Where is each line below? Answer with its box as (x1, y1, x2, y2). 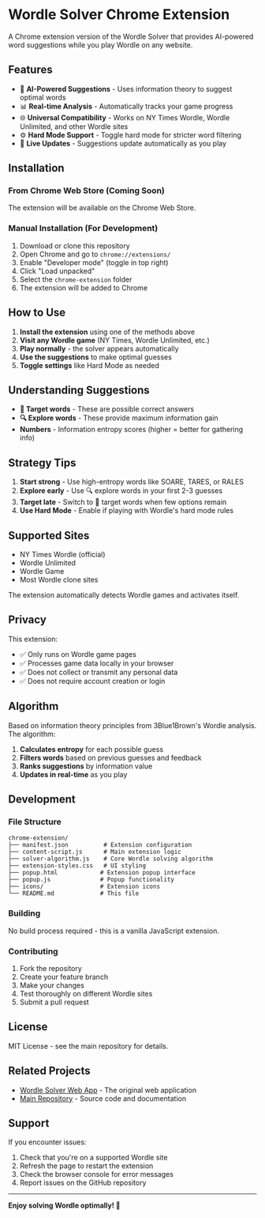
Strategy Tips (8, 456, 77, 469)
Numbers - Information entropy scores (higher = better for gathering (19, 425, 244, 434)
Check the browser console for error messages (19, 1170, 174, 1179)
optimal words (19, 93, 66, 102)
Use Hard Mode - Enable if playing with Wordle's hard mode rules (19, 506, 234, 515)
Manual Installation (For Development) (8, 223, 159, 234)
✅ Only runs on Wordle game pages (19, 649, 136, 658)
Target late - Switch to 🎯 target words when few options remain (19, 497, 227, 507)
